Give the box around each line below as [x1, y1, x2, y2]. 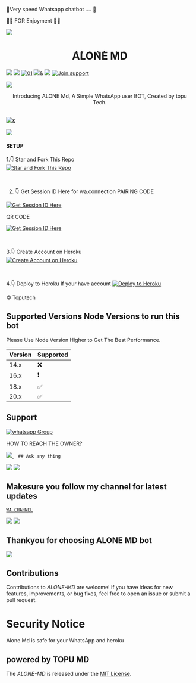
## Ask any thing [17, 453, 61, 459]
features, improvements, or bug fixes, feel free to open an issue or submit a [6, 590, 191, 597]
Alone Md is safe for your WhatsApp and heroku [6, 637, 124, 644]
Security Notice [6, 617, 85, 631]
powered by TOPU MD [6, 654, 90, 665]
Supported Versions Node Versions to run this [6, 311, 180, 321]
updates [6, 491, 37, 501]
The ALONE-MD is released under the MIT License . [6, 670, 132, 677]
